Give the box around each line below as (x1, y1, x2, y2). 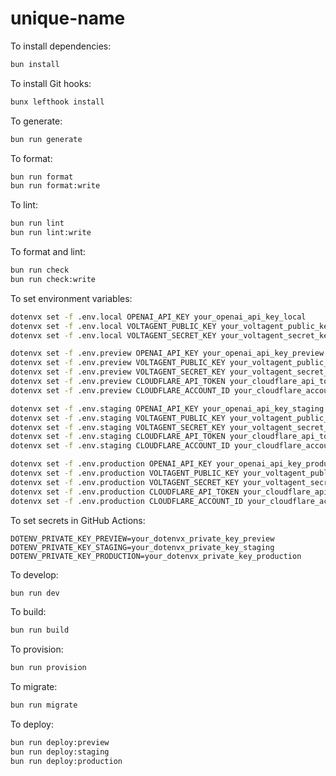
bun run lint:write (10, 228, 92, 238)
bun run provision (10, 663, 87, 673)
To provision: (10, 643, 64, 656)
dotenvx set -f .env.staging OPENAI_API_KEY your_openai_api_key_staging (10, 403, 325, 414)
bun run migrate (10, 700, 78, 711)
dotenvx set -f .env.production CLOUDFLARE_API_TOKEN (10, 487, 240, 497)
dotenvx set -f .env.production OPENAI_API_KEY (10, 459, 213, 469)
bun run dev (10, 588, 60, 598)
